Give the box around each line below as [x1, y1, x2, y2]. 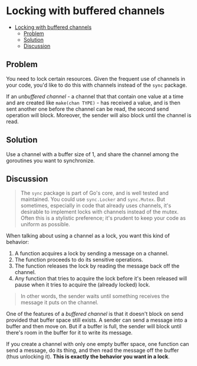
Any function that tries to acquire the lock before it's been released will [14, 275, 188, 282]
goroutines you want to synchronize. [6, 157, 96, 164]
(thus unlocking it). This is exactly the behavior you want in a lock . [6, 353, 170, 360]
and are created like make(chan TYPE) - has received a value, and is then [6, 99, 181, 106]
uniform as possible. [20, 221, 71, 228]
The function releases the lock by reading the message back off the [14, 262, 180, 269]
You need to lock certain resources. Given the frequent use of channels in [6, 75, 186, 82]
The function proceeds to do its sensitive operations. [14, 256, 143, 263]
